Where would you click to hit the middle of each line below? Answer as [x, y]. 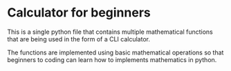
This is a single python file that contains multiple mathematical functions [110, 32]
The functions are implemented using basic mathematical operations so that [115, 52]
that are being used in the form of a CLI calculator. [79, 39]
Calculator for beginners [79, 13]
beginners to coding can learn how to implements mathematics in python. [112, 59]
